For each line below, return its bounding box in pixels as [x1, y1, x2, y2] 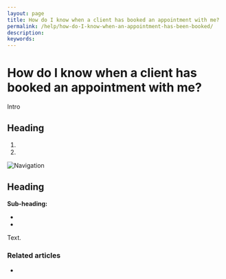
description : [7, 29, 45, 36]
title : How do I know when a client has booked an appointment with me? [7, 16, 220, 23]
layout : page [7, 10, 45, 17]
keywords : [7, 36, 36, 43]
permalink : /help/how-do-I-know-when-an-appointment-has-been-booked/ [7, 23, 214, 30]
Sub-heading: [7, 199, 48, 208]
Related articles [7, 250, 60, 260]
